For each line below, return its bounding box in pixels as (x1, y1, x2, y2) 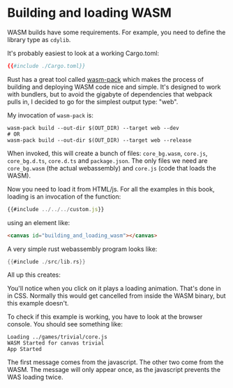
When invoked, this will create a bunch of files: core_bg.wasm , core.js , (7, 149, 208, 157)
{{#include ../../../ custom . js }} (7, 206, 105, 213)
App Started (7, 346, 42, 353)
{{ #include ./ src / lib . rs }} (7, 258, 86, 265)
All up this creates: (7, 271, 61, 279)
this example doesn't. (7, 299, 69, 308)
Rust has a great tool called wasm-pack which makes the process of (7, 75, 204, 83)
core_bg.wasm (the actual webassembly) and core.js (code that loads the (7, 164, 216, 172)
